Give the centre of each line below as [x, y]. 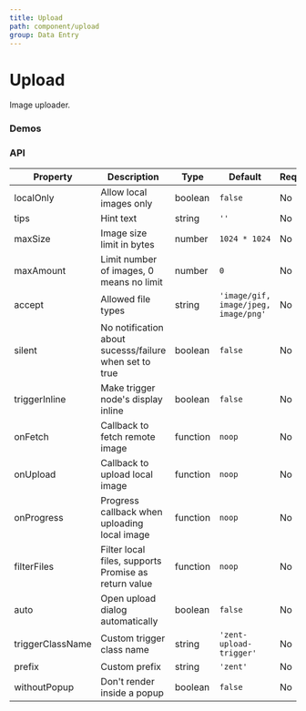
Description [133, 177]
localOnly [34, 198]
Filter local [123, 549]
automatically [129, 621]
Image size [124, 233]
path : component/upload [55, 26]
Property [53, 177]
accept [29, 304]
